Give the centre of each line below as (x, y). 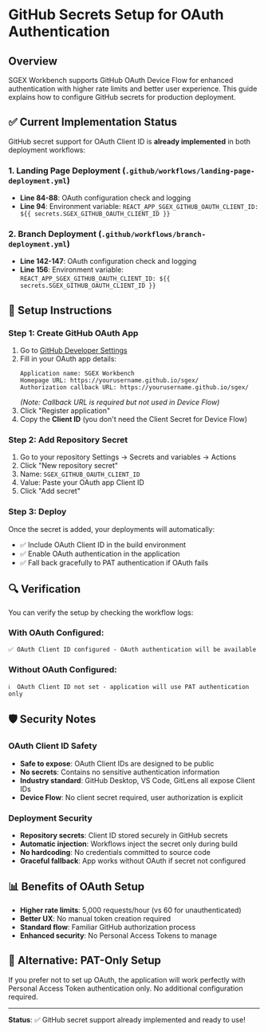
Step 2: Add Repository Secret (68, 440)
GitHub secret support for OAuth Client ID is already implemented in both (130, 141)
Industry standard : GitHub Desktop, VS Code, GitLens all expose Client (137, 780)
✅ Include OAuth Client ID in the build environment (102, 545)
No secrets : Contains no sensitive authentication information (120, 772)
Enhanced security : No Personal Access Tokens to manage (118, 935)
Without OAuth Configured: (63, 669)
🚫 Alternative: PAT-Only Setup (85, 961)
